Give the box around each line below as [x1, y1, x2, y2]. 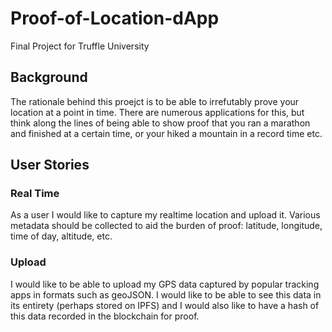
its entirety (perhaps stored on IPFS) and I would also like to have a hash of [10, 299, 320, 311]
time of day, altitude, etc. [10, 230, 113, 242]
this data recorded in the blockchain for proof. [10, 310, 200, 322]
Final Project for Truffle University [10, 40, 150, 52]
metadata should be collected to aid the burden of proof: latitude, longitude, [10, 220, 323, 232]
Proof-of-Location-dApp [10, 7, 220, 30]
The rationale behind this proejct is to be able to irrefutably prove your [10, 95, 300, 107]
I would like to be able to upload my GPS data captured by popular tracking [10, 278, 320, 290]
